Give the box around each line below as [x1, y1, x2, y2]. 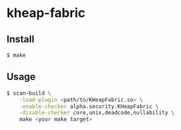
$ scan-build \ [6, 90, 52, 97]
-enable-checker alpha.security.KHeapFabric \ [19, 102, 159, 110]
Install [6, 33, 35, 45]
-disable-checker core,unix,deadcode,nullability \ [19, 110, 175, 117]
